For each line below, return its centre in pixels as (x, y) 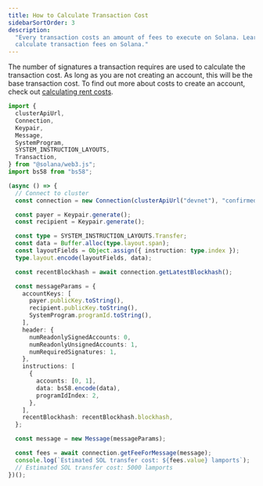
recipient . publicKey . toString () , (83, 308)
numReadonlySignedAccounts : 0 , (80, 337)
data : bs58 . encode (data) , (79, 388)
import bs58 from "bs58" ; (50, 172)
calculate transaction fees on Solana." (82, 45)
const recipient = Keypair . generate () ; (80, 222)
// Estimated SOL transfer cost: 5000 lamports (94, 467)
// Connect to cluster (52, 193)
